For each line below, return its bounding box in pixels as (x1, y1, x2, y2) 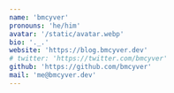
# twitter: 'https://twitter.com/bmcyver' (9, 54, 168, 63)
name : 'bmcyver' (9, 12, 69, 22)
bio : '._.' (9, 37, 49, 47)
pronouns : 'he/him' (9, 21, 81, 30)
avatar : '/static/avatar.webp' (9, 29, 125, 38)
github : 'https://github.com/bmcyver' (9, 63, 152, 72)
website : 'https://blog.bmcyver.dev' (9, 46, 148, 55)
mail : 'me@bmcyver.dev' (9, 71, 97, 80)
